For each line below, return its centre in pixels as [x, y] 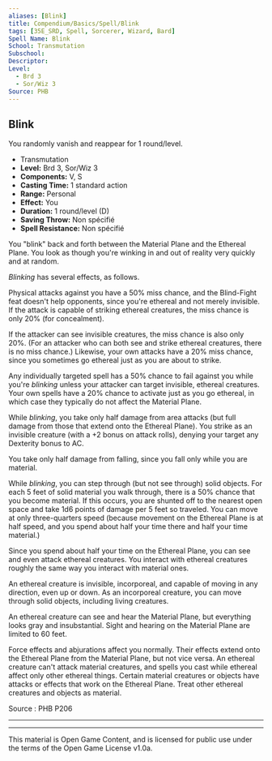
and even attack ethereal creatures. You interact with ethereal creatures [128, 560]
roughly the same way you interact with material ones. [99, 568]
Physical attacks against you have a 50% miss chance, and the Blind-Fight [133, 293]
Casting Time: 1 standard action [74, 185]
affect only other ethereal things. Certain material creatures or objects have [134, 676]
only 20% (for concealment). [57, 319]
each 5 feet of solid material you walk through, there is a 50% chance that [132, 492]
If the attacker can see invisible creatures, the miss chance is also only [126, 334]
